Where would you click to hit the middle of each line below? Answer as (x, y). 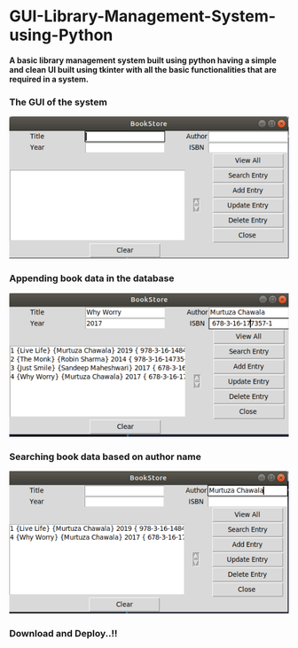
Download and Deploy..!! (63, 634)
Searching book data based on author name (105, 457)
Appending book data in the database (92, 278)
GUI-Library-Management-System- (143, 16)
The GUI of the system (59, 102)
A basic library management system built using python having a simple (143, 60)
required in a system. (49, 79)
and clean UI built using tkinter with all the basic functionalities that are (143, 69)
